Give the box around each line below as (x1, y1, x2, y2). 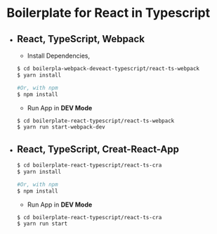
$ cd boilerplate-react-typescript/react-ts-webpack (16, 117, 175, 124)
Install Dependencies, (27, 51, 91, 60)
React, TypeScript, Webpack (16, 33, 145, 45)
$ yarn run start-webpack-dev (16, 124, 106, 131)
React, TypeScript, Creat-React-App (16, 143, 180, 155)
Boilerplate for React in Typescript (6, 5, 211, 21)
